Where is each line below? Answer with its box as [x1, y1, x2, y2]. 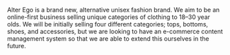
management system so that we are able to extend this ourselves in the [7, 35, 210, 43]
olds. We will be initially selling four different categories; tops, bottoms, [7, 20, 209, 28]
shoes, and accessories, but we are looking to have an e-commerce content [7, 27, 223, 35]
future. [7, 42, 26, 50]
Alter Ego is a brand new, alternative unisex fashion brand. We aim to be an [7, 6, 220, 14]
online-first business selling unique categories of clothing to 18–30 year [7, 13, 211, 21]
